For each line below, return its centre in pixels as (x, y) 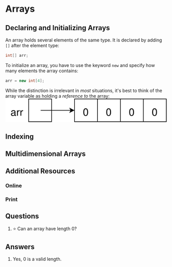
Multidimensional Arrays (46, 154)
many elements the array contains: (42, 71)
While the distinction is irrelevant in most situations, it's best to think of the (84, 91)
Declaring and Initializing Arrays (58, 28)
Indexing (20, 136)
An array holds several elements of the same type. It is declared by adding (84, 40)
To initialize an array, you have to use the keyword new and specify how (80, 65)
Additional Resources (40, 171)
